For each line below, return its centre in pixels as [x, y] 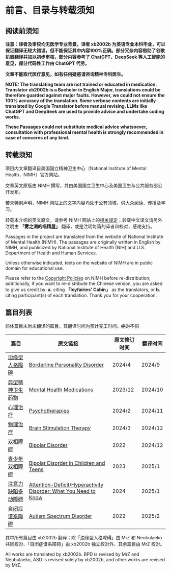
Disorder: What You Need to [62, 491]
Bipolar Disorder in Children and [67, 463]
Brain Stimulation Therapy [60, 428]
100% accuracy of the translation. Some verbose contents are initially [81, 101]
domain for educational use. [35, 268]
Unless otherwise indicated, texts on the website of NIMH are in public [79, 262]
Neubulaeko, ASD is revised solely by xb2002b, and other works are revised [85, 559]
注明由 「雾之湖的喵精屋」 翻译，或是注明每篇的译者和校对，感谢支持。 [80, 226]
